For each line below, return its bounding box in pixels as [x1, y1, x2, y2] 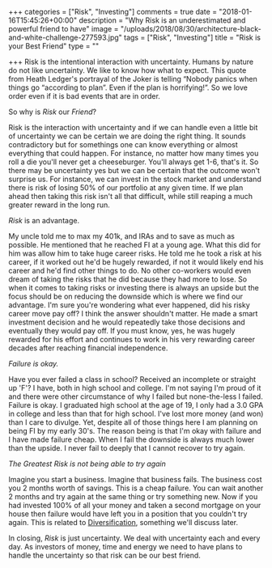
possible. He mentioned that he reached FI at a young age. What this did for [8, 240, 261, 249]
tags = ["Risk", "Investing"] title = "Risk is [124, 32, 261, 42]
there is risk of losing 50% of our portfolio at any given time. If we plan [8, 183, 244, 193]
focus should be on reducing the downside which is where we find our [8, 291, 244, 301]
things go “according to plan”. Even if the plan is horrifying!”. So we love [8, 83, 249, 92]
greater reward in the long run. [8, 200, 111, 210]
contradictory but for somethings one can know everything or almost [8, 140, 239, 149]
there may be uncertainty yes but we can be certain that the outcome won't [8, 166, 261, 175]
